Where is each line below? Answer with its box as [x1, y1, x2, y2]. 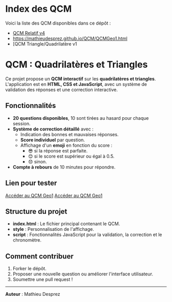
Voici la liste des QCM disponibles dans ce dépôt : [5, 20, 111, 26]
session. [12, 120, 31, 126]
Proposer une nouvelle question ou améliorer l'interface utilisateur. [12, 271, 154, 277]
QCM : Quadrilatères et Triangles [5, 59, 148, 71]
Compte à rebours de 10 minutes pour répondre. [12, 164, 116, 170]
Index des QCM [5, 3, 72, 15]
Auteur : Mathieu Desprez [5, 291, 60, 297]
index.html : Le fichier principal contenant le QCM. [12, 221, 120, 227]
